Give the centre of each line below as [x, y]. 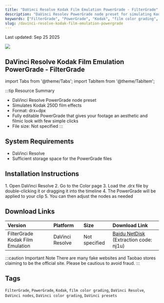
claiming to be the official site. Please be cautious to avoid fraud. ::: [72, 263]
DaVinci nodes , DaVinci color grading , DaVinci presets [61, 295]
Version [17, 225]
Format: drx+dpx [29, 111]
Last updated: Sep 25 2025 [32, 37]
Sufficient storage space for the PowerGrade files [62, 158]
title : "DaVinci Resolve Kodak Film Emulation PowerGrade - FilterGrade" [82, 10]
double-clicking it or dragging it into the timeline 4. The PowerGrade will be [81, 191]
